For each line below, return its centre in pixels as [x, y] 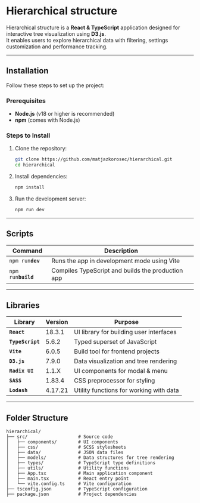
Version [57, 322]
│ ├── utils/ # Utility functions [68, 468]
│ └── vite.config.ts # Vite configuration [69, 484]
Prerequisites [26, 101]
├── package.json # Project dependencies [71, 494]
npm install [29, 187]
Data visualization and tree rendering [126, 361]
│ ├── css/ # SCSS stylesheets [66, 448]
